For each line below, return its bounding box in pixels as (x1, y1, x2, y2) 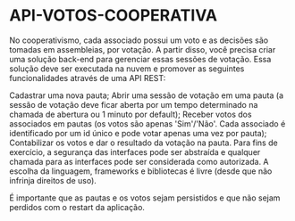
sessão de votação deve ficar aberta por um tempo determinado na (9, 99, 258, 110)
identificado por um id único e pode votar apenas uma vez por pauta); (9, 127, 267, 138)
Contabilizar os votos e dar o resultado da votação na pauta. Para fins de (9, 137, 279, 148)
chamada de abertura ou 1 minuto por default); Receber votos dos (9, 109, 252, 119)
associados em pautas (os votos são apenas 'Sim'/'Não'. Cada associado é (9, 118, 286, 129)
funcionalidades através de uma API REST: (9, 72, 166, 83)
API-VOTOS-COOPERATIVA (9, 5, 217, 26)
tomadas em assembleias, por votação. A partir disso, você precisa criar (9, 44, 276, 54)
